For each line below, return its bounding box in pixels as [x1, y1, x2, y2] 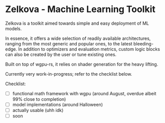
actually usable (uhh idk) [12, 107, 64, 113]
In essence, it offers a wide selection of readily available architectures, [5, 35, 151, 41]
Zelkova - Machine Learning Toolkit [5, 4, 155, 15]
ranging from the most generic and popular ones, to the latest [5, 40, 133, 46]
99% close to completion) [12, 96, 66, 102]
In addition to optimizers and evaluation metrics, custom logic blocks [18, 46, 160, 52]
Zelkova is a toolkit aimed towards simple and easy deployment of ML [5, 20, 149, 26]
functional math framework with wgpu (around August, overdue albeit [12, 90, 156, 96]
